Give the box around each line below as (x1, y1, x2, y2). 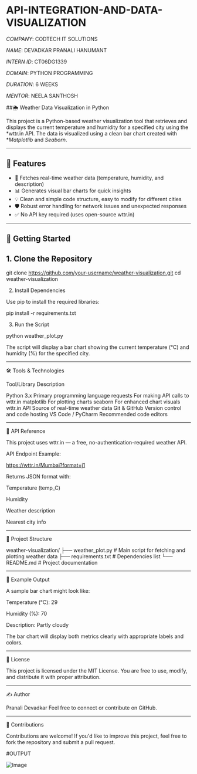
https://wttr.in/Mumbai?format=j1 (6, 461, 86, 469)
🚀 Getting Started (6, 234, 71, 244)
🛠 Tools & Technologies (6, 367, 64, 374)
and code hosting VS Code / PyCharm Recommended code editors (6, 410, 168, 417)
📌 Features (6, 159, 46, 169)
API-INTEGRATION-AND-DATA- (6, 4, 163, 17)
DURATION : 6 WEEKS (6, 80, 59, 88)
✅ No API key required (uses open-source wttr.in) (14, 211, 135, 218)
